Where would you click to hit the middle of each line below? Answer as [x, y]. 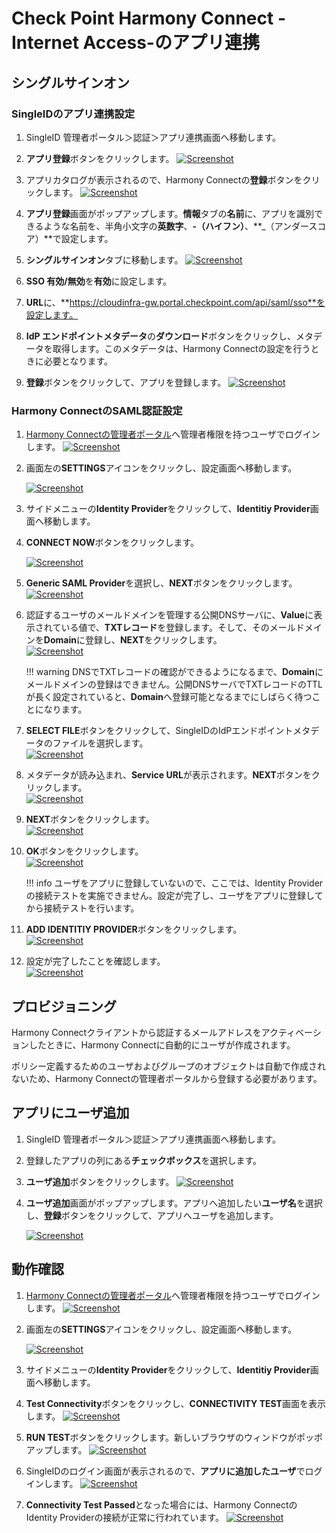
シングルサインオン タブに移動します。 [104, 259]
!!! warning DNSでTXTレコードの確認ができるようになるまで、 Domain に [174, 672]
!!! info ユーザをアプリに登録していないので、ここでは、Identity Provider [174, 883]
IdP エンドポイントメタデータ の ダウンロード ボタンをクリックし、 [160, 336]
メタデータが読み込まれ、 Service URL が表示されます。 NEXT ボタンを [168, 775]
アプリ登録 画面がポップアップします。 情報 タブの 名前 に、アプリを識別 [169, 213]
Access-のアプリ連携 [171, 43]
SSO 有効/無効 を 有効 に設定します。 [99, 281]
